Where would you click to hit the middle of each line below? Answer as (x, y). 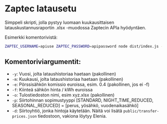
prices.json (24, 116)
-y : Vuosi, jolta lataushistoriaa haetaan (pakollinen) (64, 74)
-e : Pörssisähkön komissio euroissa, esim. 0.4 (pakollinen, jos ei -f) (81, 84)
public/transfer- (141, 111)
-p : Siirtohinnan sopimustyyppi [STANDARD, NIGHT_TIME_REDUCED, (83, 100)
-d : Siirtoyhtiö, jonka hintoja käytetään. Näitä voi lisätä (67, 111)
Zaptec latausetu (41, 9)
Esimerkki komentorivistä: (31, 37)
